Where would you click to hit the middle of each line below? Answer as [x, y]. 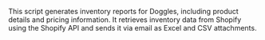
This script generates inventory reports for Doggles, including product [124, 11]
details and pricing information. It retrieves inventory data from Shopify [125, 20]
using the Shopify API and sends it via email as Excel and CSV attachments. [132, 28]
